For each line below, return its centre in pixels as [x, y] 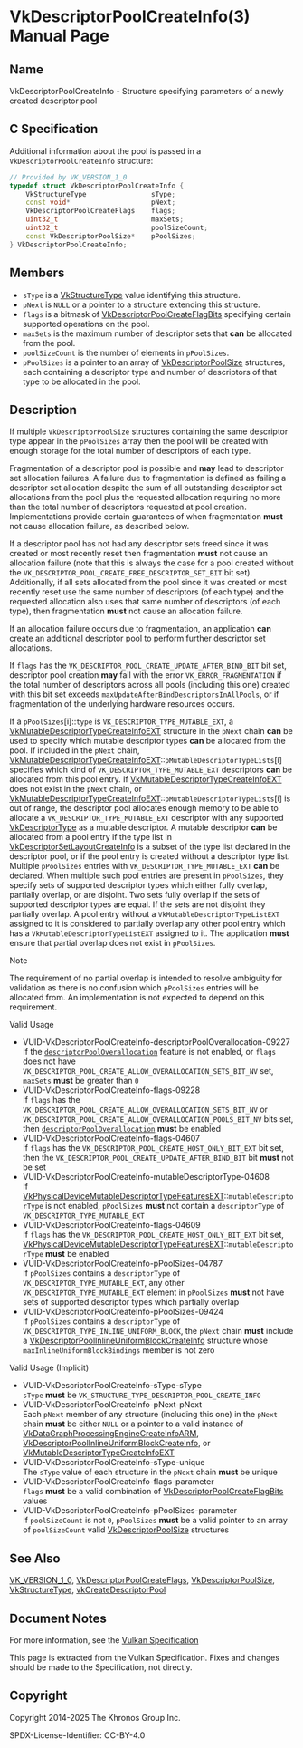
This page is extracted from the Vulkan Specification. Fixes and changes [145, 1657]
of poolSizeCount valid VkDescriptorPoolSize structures [125, 1530]
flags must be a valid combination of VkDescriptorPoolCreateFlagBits [153, 1492]
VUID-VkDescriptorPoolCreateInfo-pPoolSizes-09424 [123, 1312]
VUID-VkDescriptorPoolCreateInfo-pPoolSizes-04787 [123, 1264]
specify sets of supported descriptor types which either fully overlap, [138, 885]
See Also [35, 1558]
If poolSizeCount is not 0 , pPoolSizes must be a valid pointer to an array [155, 1521]
